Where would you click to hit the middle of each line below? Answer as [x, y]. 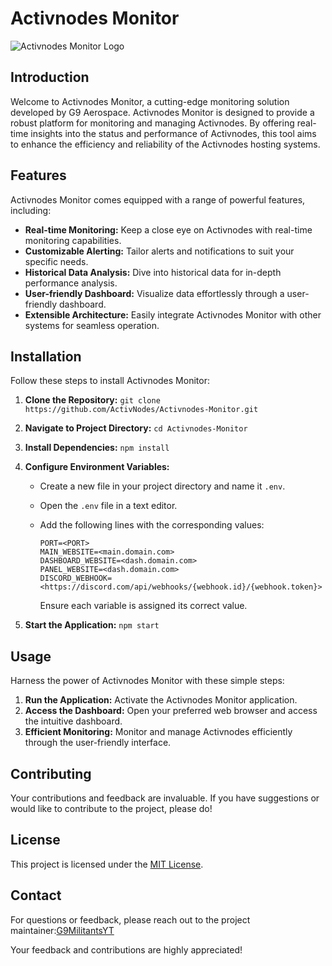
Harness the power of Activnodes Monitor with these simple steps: [147, 681]
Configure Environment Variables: [97, 467]
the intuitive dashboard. [73, 721]
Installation [46, 356]
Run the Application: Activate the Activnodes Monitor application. [161, 700]
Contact [36, 895]
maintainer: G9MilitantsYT [62, 930]
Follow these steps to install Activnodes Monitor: [110, 381]
